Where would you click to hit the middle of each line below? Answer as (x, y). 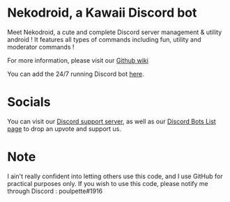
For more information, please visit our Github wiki (78, 60)
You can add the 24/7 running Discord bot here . (76, 74)
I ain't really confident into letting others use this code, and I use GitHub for (115, 176)
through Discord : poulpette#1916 (55, 191)
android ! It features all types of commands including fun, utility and (104, 39)
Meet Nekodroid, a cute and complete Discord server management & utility (115, 32)
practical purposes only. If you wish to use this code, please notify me (108, 183)
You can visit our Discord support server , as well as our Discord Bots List (112, 121)
